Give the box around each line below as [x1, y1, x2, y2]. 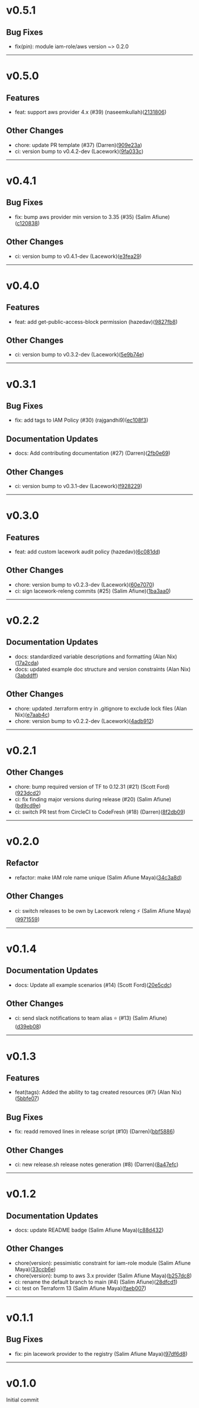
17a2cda [17, 659, 37, 666]
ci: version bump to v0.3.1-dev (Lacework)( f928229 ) [14, 483, 143, 490]
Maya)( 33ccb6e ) [14, 1266, 56, 1273]
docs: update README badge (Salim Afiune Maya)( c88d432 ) [14, 1226, 164, 1234]
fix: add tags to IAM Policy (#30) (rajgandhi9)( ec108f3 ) [14, 416, 149, 424]
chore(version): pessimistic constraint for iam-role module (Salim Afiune [14, 1259, 191, 1266]
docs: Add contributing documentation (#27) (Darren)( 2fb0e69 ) [14, 450, 171, 457]
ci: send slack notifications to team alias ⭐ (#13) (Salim [14, 1015, 148, 1022]
